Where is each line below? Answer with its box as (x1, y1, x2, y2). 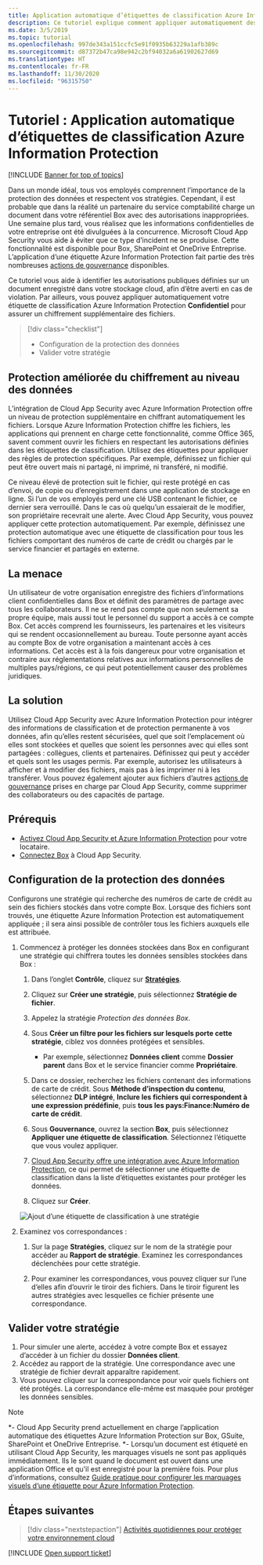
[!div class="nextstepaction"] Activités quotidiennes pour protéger (27, 1525, 243, 1534)
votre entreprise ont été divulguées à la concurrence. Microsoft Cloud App (8, 227, 248, 236)
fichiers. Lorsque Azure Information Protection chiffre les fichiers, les (8, 421, 231, 430)
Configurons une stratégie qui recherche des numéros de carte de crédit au (8, 894, 253, 903)
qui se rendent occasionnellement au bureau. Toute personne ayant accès (8, 630, 248, 639)
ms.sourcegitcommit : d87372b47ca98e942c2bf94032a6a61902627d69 (8, 48, 219, 56)
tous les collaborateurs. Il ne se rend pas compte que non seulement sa (8, 605, 239, 614)
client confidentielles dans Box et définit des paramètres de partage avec (8, 596, 245, 605)
